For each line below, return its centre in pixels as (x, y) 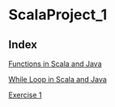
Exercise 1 (25, 95)
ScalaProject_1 (58, 15)
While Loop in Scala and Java (57, 79)
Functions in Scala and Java (55, 64)
